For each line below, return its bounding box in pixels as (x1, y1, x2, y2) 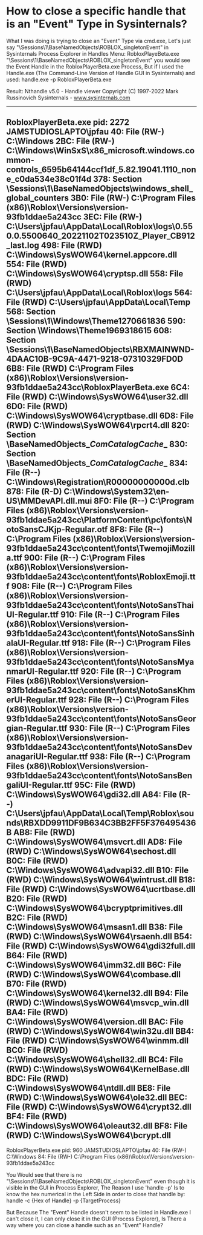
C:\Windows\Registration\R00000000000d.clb (6, 477, 190, 487)
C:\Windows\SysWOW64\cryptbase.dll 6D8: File (6, 411, 195, 421)
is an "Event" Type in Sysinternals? (6, 17, 187, 31)
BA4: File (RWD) (6, 1007, 68, 1017)
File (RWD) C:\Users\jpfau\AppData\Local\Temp (6, 297, 191, 307)
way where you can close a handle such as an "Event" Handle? (6, 1221, 163, 1228)
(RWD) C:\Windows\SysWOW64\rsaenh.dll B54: (6, 931, 193, 942)
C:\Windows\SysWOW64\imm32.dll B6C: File (6, 960, 182, 970)
